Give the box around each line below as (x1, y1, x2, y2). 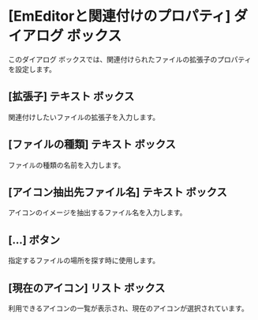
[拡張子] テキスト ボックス (8, 90, 135, 104)
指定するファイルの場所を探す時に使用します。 (8, 256, 160, 265)
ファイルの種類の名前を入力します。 (8, 160, 125, 170)
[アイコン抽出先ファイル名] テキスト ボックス (8, 185, 227, 198)
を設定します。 (8, 64, 57, 73)
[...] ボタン (8, 233, 61, 247)
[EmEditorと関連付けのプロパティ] (8, 7, 231, 25)
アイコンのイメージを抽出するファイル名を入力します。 (8, 208, 187, 217)
